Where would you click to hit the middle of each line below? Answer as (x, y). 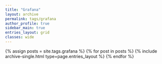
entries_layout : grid (27, 32)
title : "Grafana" (23, 10)
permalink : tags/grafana (31, 19)
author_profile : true (27, 23)
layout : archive (22, 14)
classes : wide (20, 37)
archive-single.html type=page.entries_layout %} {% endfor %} (70, 56)
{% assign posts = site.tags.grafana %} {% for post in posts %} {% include (81, 51)
